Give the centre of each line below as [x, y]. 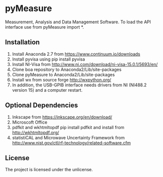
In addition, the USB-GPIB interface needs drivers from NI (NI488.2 [79, 85]
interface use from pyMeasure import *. [45, 27]
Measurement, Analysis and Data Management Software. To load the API [78, 22]
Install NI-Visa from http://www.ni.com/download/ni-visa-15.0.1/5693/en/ [85, 64]
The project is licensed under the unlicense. [49, 170]
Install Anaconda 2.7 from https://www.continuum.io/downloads [76, 54]
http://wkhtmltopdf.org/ [36, 132]
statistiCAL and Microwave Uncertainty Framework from [68, 137]
